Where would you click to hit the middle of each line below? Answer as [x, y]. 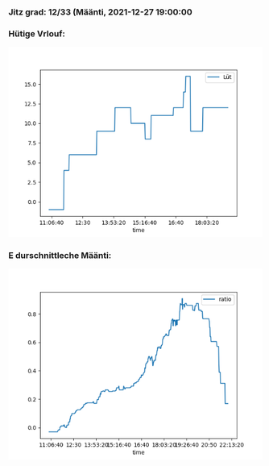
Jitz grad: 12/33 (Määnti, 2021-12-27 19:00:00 [101, 12]
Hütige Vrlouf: [37, 33]
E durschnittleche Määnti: [60, 256]
